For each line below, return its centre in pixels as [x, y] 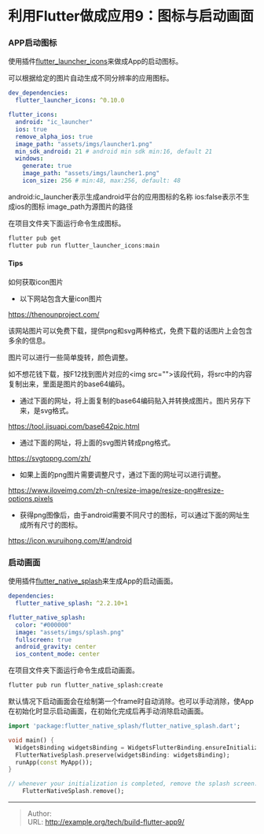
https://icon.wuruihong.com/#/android [70, 540]
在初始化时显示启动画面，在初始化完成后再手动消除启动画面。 [108, 711]
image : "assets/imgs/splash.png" [70, 632]
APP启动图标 [33, 43]
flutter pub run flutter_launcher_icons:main [84, 245]
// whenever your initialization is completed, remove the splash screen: [133, 784]
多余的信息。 [29, 341]
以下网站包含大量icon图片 [61, 298]
